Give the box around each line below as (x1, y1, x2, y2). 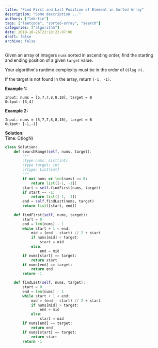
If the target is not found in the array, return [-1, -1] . (5, 76, 111, 82)
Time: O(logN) (5, 135, 33, 141)
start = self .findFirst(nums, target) (22, 185, 101, 190)
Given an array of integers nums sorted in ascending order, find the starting (5, 52, 154, 58)
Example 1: (5, 86, 28, 92)
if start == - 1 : (22, 190, 55, 195)
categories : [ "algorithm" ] (5, 25, 60, 30)
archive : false (5, 39, 36, 44)
